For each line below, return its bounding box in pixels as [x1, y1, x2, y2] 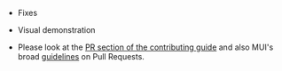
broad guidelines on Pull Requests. [17, 51, 145, 61]
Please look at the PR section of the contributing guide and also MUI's [17, 42, 274, 52]
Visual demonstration [17, 25, 96, 35]
